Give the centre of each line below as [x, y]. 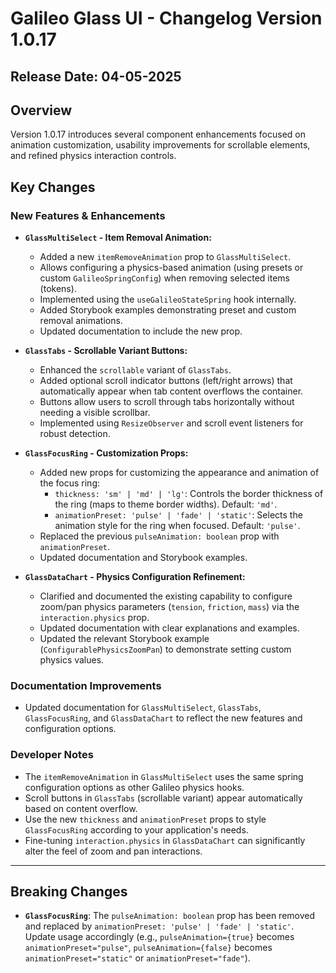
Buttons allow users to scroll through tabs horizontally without [167, 402]
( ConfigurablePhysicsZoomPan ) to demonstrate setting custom [165, 649]
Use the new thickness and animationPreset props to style [145, 819]
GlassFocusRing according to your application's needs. [136, 829]
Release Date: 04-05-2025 [96, 76]
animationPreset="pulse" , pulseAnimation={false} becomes [148, 948]
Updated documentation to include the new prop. [141, 331]
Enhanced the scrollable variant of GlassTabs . [135, 370]
